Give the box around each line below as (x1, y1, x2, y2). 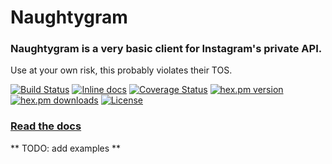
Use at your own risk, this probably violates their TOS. (10, 64, 233, 76)
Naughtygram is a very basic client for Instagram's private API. (10, 42, 323, 56)
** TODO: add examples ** (10, 142, 122, 154)
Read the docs (10, 119, 82, 133)
